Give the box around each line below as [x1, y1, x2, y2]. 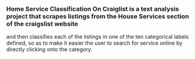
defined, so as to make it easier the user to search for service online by [6, 39, 183, 46]
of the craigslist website [6, 20, 78, 28]
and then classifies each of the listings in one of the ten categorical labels [6, 33, 189, 41]
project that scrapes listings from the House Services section [6, 12, 190, 20]
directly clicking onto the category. [6, 46, 93, 53]
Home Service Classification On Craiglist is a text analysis [6, 5, 179, 13]
